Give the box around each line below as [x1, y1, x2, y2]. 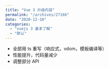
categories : [5, 21, 31, 27]
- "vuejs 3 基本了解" [10, 26, 52, 31]
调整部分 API [12, 58, 40, 64]
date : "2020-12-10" [5, 17, 47, 22]
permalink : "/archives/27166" [5, 12, 70, 17]
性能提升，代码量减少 [12, 52, 58, 58]
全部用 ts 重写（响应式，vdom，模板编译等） [12, 46, 107, 51]
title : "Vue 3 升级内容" [5, 7, 55, 13]
